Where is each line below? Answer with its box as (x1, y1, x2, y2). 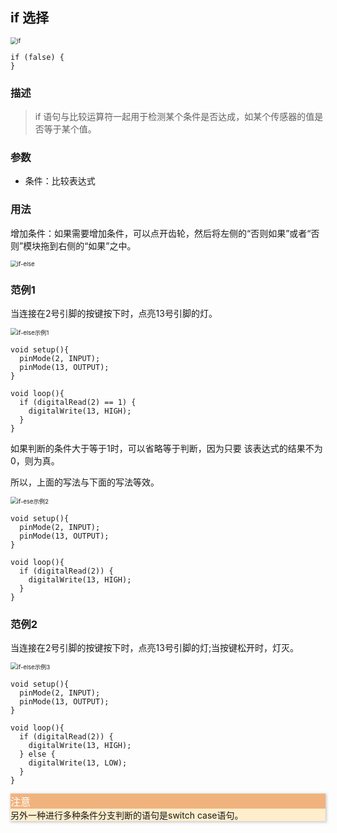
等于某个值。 (43, 123, 97, 135)
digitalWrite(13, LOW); (28, 758, 128, 768)
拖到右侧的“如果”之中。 (40, 239, 137, 252)
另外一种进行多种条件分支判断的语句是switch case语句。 (10, 809, 244, 822)
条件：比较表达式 (24, 175, 96, 187)
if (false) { (10, 52, 65, 62)
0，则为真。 (10, 455, 60, 467)
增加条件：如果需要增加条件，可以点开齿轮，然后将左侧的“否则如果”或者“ (10, 227, 312, 239)
